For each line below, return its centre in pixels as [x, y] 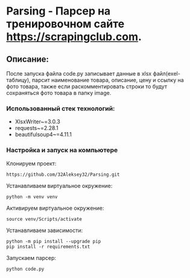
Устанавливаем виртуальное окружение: [59, 186]
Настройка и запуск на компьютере [62, 150]
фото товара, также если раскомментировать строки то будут [87, 86]
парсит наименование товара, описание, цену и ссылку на [108, 80]
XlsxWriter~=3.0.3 [37, 121]
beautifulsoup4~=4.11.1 [43, 135]
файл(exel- [167, 73]
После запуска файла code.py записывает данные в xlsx [79, 73]
